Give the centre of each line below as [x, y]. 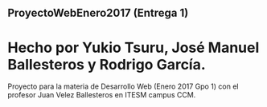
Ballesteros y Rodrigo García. [107, 64]
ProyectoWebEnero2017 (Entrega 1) [98, 13]
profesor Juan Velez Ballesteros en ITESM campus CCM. [102, 95]
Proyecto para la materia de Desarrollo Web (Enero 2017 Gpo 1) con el [123, 86]
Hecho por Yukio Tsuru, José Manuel [133, 48]
